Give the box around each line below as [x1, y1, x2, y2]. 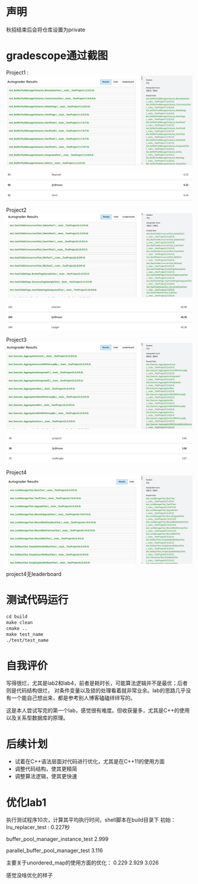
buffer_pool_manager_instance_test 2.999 [6, 836, 109, 843]
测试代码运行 [6, 593, 69, 607]
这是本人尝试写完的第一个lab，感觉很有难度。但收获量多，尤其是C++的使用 [6, 707, 190, 714]
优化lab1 [6, 796, 47, 809]
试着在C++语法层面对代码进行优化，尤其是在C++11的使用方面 [14, 758, 165, 765]
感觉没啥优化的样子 [6, 872, 53, 879]
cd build [6, 614, 28, 620]
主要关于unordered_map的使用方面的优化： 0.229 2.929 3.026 [6, 859, 159, 866]
